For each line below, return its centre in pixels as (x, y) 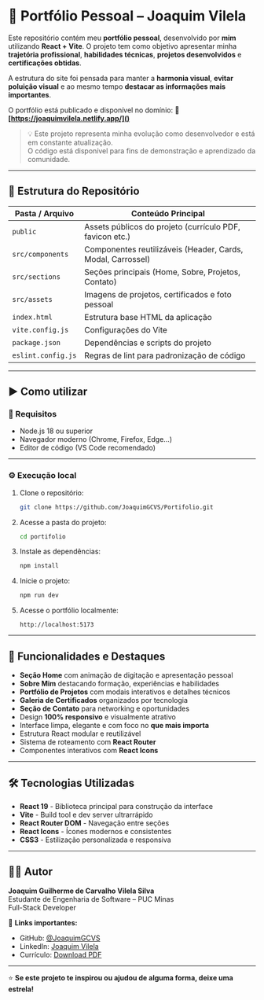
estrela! (21, 989)
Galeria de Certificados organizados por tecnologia (104, 700)
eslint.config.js (44, 355)
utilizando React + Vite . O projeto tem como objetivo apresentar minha (123, 46)
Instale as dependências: (60, 551)
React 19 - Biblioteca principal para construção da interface (116, 806)
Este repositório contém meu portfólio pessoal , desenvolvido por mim (122, 38)
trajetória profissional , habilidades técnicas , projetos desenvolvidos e (125, 54)
